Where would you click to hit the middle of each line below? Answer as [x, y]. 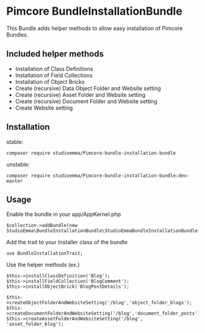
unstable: [18, 164]
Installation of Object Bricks [50, 81]
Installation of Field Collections [54, 75]
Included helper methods [55, 54]
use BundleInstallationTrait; [45, 253]
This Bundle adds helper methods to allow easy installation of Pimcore [95, 28]
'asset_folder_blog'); [35, 324]
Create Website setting [44, 108]
